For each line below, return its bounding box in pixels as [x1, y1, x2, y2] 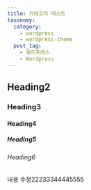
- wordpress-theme [19, 36, 73, 43]
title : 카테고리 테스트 [7, 10, 66, 17]
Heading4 [7, 119, 37, 127]
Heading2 [7, 81, 51, 93]
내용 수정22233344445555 [7, 175, 85, 184]
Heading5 [7, 135, 37, 143]
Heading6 [7, 152, 36, 161]
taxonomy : [7, 17, 36, 24]
